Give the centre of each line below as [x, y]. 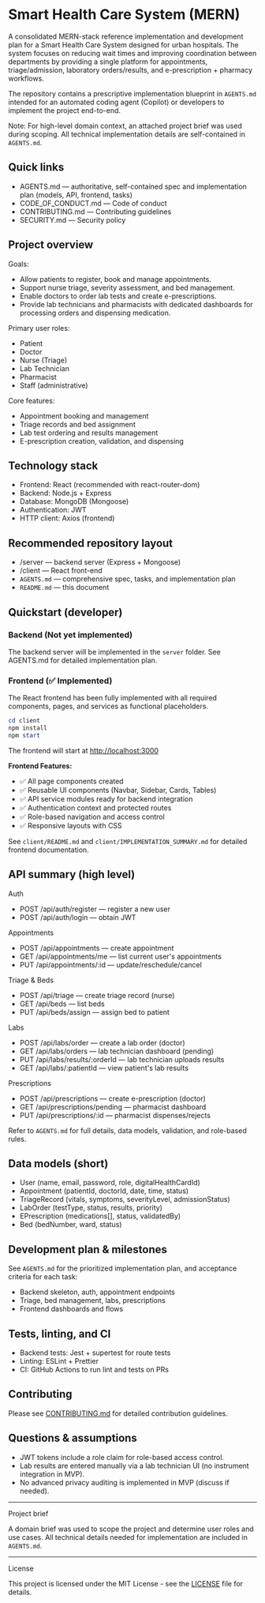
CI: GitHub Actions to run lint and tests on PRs [94, 1370]
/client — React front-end [61, 571]
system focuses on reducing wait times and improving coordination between [132, 53]
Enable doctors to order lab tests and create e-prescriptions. [118, 296]
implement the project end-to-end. [64, 110]
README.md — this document [64, 588]
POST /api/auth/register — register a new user [95, 909]
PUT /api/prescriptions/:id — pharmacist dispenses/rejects [115, 1115]
